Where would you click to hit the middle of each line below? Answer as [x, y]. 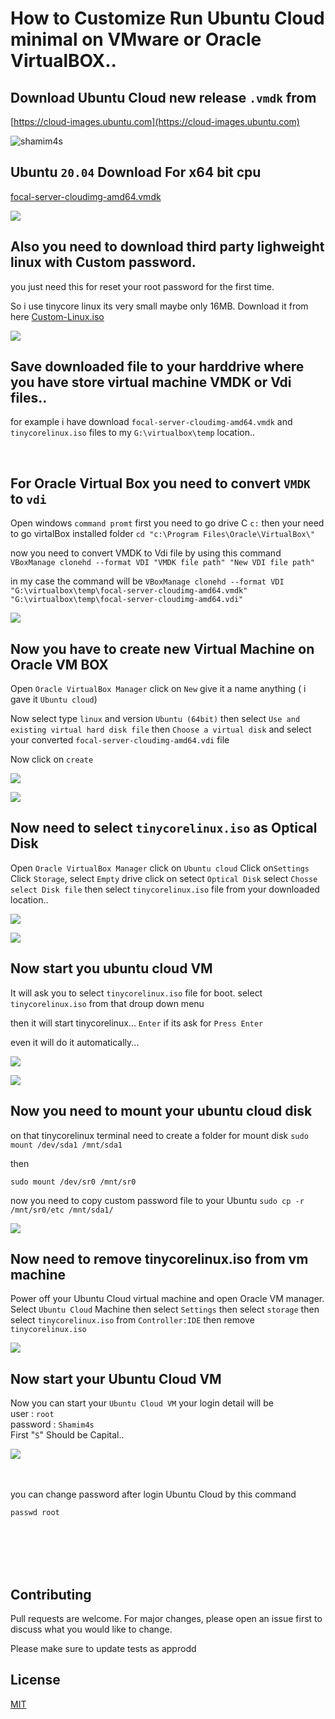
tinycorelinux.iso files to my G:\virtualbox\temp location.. [133, 433]
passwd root [35, 1513]
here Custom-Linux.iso [57, 316]
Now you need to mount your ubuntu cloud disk [161, 1111]
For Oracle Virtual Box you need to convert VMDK [160, 483]
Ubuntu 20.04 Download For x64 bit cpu [136, 172]
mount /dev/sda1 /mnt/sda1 [66, 1145]
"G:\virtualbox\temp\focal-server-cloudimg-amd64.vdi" [127, 600]
